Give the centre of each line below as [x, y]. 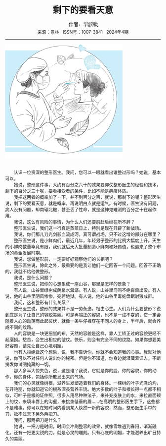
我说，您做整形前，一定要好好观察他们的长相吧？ [63, 259]
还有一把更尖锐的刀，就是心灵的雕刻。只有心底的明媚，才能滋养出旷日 [85, 432]
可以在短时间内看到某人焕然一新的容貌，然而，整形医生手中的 [94, 407]
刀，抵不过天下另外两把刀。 [33, 414]
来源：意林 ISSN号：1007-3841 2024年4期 [83, 32]
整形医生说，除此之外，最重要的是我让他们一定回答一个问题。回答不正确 [87, 265]
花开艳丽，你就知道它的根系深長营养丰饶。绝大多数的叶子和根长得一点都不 [81, 389]
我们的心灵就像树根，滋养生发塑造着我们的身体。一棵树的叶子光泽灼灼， [87, 383]
